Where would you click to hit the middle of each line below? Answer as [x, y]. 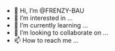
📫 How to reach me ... [46, 40]
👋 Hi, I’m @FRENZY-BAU [49, 11]
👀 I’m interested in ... [43, 18]
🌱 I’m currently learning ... [51, 25]
